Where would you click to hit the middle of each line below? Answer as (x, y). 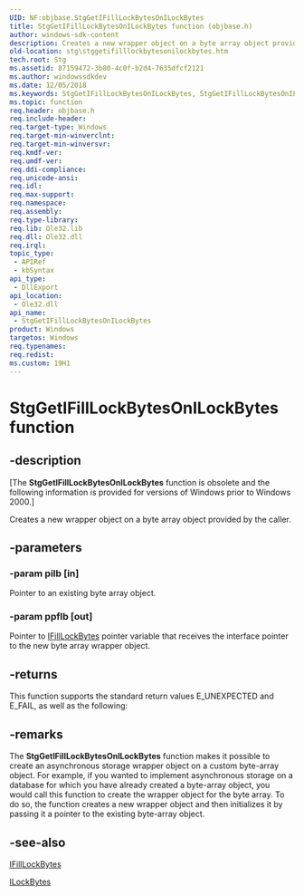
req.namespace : (38, 203)
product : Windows (42, 330)
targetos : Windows (44, 338)
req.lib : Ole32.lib (46, 228)
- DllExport (36, 287)
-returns (33, 674)
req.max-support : (42, 195)
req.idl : (26, 187)
